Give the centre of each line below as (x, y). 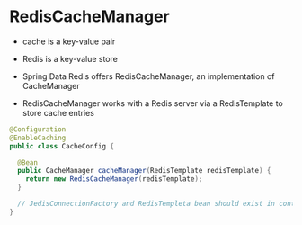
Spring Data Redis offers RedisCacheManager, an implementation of (148, 76)
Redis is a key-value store (70, 58)
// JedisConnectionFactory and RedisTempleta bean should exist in (147, 204)
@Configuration (38, 129)
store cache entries (58, 112)
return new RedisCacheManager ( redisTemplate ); (114, 179)
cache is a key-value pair (69, 41)
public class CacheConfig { (62, 146)
